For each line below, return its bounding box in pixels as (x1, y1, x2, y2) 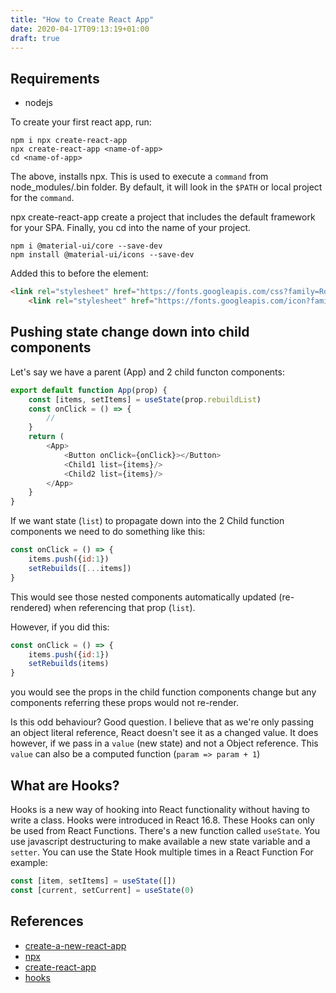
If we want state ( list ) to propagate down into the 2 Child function (10, 515, 285, 527)
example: (10, 856, 48, 868)
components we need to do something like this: (10, 526, 206, 538)
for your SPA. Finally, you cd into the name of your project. (10, 222, 251, 234)
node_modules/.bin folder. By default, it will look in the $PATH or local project (10, 181, 323, 193)
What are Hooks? (10, 777, 120, 794)
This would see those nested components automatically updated (10, 591, 277, 603)
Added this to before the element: (10, 267, 149, 280)
